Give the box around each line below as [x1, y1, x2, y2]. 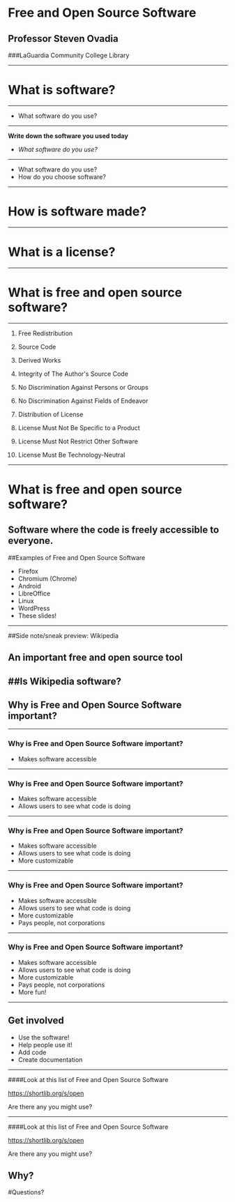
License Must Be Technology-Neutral [17, 450, 126, 459]
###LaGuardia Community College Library [8, 51, 130, 59]
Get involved [8, 1014, 65, 1026]
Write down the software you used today [8, 131, 128, 140]
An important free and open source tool [8, 652, 183, 664]
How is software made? [8, 204, 147, 220]
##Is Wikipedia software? [8, 675, 121, 687]
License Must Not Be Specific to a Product [17, 423, 140, 432]
